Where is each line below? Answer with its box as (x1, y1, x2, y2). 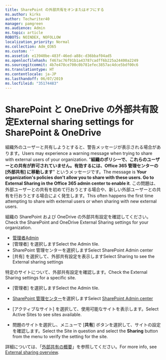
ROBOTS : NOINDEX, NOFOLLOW (5, 35, 61, 40)
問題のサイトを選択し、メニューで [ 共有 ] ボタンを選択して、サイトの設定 (12, 321, 161, 327)
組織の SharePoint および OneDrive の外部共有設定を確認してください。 (5, 213, 151, 219)
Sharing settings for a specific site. (5, 274, 76, 280)
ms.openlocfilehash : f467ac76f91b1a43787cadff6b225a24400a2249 (5, 58, 139, 63)
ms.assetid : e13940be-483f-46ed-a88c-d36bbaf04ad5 (5, 53, 112, 58)
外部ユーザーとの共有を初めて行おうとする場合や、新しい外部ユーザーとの (5, 186, 157, 192)
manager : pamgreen (5, 21, 43, 26)
